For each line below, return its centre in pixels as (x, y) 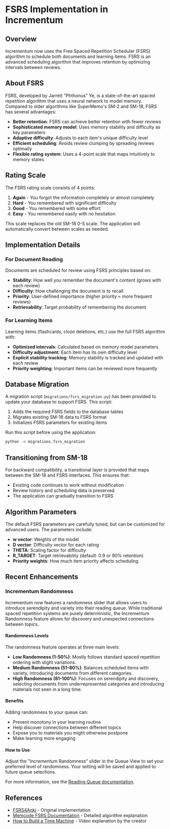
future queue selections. (31, 772)
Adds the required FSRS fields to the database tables (68, 412)
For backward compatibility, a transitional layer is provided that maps (77, 470)
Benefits (14, 701)
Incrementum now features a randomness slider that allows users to (76, 602)
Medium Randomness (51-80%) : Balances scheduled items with (80, 667)
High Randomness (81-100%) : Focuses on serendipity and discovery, (86, 678)
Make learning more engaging (44, 739)
